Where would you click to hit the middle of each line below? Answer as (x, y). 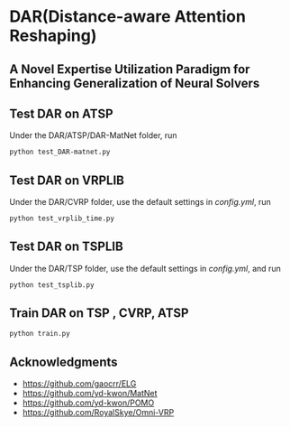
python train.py (40, 334)
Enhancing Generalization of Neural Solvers (135, 83)
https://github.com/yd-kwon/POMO (88, 403)
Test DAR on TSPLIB (66, 247)
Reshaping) (53, 36)
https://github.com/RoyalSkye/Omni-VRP (98, 413)
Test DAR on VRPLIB (67, 180)
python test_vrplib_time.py (62, 218)
